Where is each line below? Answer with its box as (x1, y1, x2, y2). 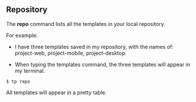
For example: (6, 32, 38, 39)
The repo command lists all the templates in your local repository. (6, 20, 165, 27)
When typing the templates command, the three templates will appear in (14, 61, 191, 68)
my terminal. (14, 67, 45, 74)
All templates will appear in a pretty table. (6, 88, 107, 96)
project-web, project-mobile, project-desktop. (14, 50, 127, 57)
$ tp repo (6, 78, 31, 84)
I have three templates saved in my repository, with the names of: (14, 43, 174, 50)
